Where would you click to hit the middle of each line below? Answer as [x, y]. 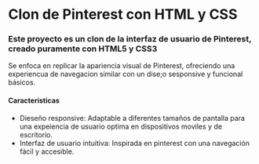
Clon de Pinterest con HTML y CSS [123, 15]
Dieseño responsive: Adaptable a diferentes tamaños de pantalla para [132, 118]
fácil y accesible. [47, 151]
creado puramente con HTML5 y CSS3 [83, 49]
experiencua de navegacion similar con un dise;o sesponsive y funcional [126, 74]
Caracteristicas [34, 100]
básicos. [22, 82]
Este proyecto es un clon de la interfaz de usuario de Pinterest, [130, 39]
